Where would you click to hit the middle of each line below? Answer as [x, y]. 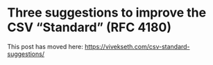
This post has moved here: [45, 46]
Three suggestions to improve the [107, 13]
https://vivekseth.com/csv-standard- [137, 46]
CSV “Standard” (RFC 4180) [90, 27]
